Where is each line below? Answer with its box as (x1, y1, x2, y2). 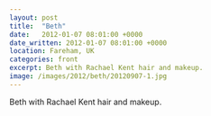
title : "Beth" (9, 22, 67, 31)
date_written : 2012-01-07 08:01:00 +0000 (9, 38, 168, 48)
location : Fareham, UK (9, 47, 95, 56)
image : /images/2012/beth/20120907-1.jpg (9, 72, 168, 81)
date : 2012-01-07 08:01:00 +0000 (9, 30, 143, 39)
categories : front (9, 55, 78, 64)
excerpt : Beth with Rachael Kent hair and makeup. (9, 64, 204, 73)
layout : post (9, 13, 59, 22)
